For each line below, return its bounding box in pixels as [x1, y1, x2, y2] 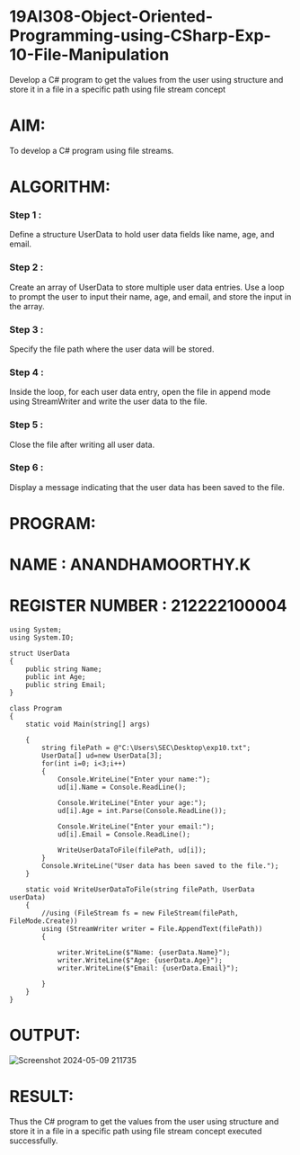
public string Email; [25, 681, 106, 690]
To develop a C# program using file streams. [9, 145, 174, 156]
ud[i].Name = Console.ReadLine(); [57, 783, 187, 792]
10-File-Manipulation [9, 45, 170, 65]
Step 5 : [9, 418, 43, 431]
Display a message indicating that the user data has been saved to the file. [9, 481, 286, 492]
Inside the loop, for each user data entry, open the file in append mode [9, 387, 271, 398]
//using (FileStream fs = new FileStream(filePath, [41, 909, 240, 918]
